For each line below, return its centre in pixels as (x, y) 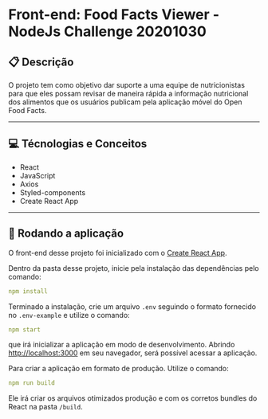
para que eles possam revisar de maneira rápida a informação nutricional (128, 94)
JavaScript (37, 175)
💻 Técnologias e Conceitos (78, 144)
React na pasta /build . (45, 407)
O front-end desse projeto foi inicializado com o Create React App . (118, 253)
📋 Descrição (41, 62)
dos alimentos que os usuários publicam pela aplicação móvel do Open (125, 102)
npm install (28, 291)
